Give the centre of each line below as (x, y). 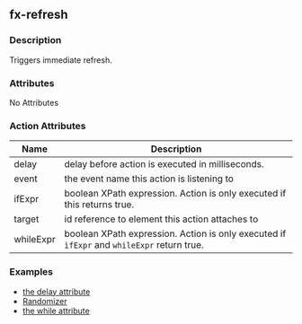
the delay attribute (56, 292)
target (27, 219)
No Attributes (34, 102)
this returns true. (99, 205)
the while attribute (56, 311)
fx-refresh (39, 15)
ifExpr (26, 199)
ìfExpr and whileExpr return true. (134, 245)
